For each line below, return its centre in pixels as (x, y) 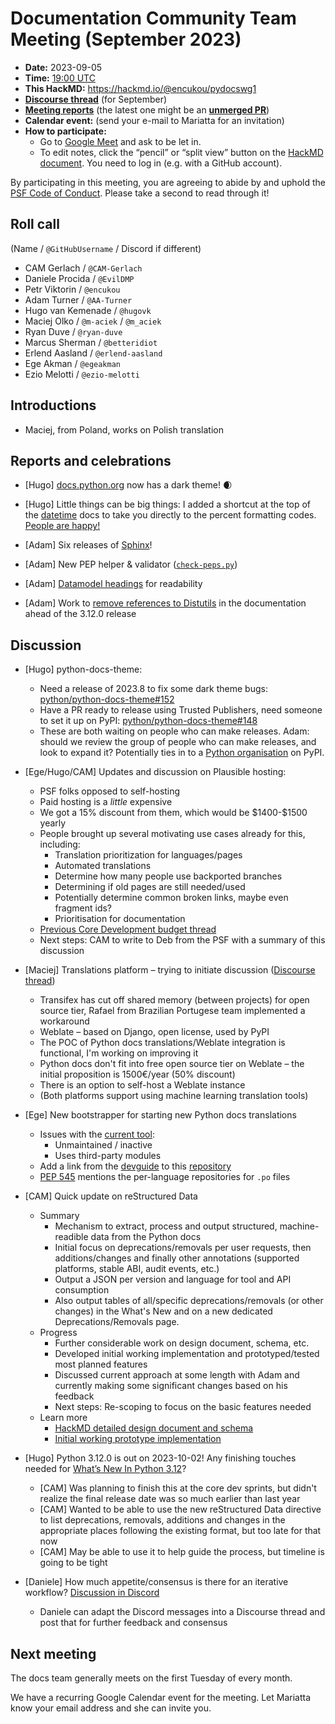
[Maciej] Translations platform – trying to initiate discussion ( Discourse (170, 970)
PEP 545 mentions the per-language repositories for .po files (165, 1177)
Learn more (63, 1418)
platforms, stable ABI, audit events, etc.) (137, 1269)
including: (60, 844)
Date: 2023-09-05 (63, 67)
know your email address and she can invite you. (111, 1708)
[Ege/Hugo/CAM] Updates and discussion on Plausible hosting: (155, 772)
